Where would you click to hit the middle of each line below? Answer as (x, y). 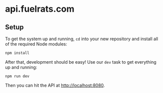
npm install (17, 53)
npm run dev (17, 76)
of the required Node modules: (36, 44)
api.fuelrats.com (40, 9)
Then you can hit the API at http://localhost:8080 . (55, 85)
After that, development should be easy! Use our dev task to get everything (81, 62)
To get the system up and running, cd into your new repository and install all (82, 39)
